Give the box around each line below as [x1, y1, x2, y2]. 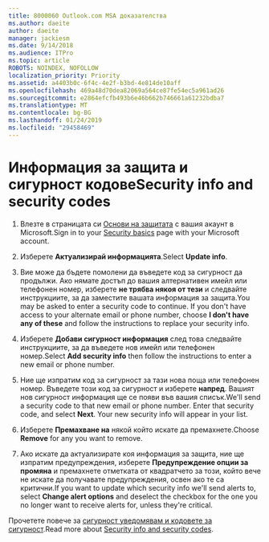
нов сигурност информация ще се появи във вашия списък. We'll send [19, 392, 261, 401]
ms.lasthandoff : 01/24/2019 [8, 116, 103, 124]
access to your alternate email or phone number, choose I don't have [19, 310, 250, 320]
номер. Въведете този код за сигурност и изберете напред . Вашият [19, 383, 255, 393]
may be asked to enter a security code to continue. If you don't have [19, 301, 247, 311]
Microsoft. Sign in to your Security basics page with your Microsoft [19, 227, 239, 237]
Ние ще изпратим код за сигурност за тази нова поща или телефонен [19, 375, 259, 385]
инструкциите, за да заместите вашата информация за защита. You [19, 292, 251, 302]
